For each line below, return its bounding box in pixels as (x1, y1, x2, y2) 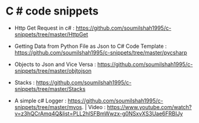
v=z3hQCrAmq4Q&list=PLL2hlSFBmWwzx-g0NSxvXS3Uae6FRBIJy (14, 110, 183, 117)
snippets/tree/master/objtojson (14, 67, 92, 74)
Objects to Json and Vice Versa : (14, 61, 96, 68)
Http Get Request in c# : (14, 24, 75, 32)
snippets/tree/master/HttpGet (14, 30, 88, 38)
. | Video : (82, 103, 106, 110)
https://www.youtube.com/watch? (107, 103, 192, 110)
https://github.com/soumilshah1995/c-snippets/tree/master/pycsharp (14, 48, 188, 56)
